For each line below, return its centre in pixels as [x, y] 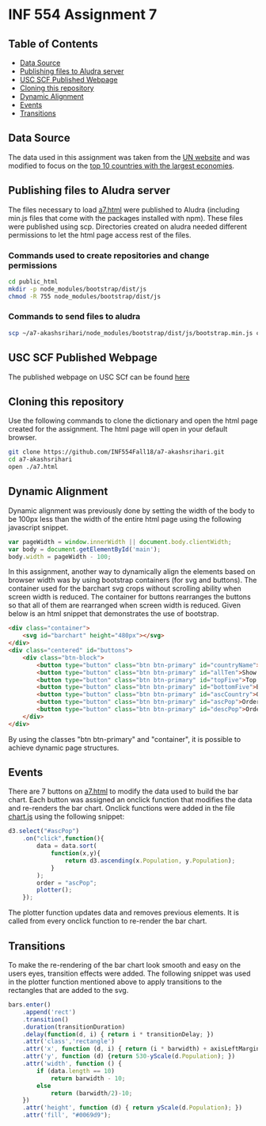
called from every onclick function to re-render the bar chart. [108, 921]
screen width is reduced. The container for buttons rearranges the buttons [129, 597]
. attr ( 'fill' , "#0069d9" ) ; [67, 1115]
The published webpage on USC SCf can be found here [99, 377]
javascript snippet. [38, 527]
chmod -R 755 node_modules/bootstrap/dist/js [84, 296]
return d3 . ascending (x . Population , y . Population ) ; [150, 861]
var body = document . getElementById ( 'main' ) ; [84, 549]
